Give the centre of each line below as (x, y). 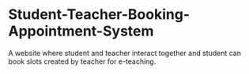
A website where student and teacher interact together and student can (124, 53)
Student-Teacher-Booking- (99, 15)
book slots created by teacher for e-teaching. (82, 61)
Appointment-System (81, 31)
